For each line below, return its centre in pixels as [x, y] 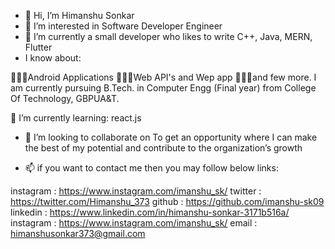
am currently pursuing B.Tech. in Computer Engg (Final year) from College [163, 88]
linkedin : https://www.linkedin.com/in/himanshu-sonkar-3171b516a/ [150, 212]
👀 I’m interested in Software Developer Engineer [123, 26]
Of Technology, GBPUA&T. [65, 98]
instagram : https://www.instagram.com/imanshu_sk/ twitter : [136, 191]
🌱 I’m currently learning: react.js [76, 118]
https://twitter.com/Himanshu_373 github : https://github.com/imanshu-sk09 [167, 201]
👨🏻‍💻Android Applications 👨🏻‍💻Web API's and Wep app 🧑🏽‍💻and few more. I [163, 77]
